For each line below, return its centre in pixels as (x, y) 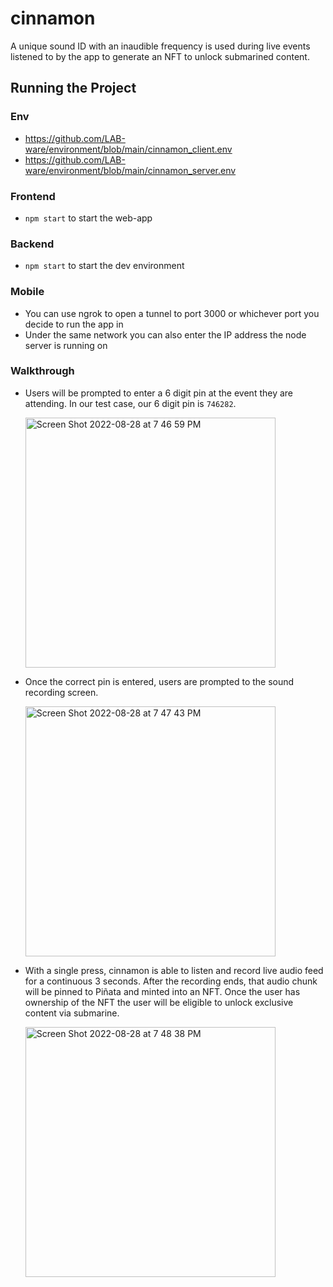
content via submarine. (72, 1013)
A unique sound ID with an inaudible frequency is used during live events (160, 46)
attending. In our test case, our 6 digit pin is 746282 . (130, 403)
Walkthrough (42, 371)
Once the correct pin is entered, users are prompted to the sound (159, 681)
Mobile (27, 292)
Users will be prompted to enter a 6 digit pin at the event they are (159, 393)
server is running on (66, 345)
